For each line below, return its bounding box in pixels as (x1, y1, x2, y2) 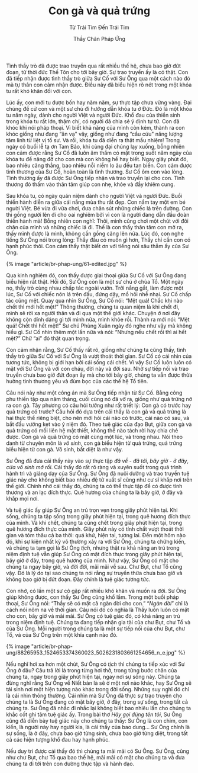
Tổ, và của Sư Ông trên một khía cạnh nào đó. (6, 631, 118, 638)
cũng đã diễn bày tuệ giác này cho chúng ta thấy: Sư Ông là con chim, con (6, 717, 188, 724)
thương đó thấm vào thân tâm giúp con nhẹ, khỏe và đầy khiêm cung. (6, 181, 176, 188)
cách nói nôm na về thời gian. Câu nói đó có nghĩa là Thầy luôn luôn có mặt (6, 606, 189, 613)
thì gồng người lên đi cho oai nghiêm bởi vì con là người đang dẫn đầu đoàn (6, 211, 190, 218)
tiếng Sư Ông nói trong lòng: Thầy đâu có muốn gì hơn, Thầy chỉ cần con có (6, 236, 191, 243)
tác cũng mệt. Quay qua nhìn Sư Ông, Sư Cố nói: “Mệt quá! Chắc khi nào (6, 297, 183, 304)
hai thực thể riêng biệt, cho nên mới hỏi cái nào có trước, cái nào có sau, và (6, 414, 190, 421)
